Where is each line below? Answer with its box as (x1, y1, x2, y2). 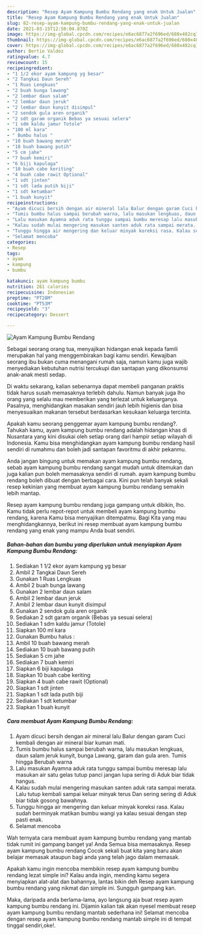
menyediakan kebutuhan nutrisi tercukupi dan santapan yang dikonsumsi (7, 365, 189, 371)
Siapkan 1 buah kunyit (15, 703, 70, 710)
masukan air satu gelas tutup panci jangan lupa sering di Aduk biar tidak (15, 771, 195, 778)
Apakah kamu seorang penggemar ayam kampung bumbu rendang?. (7, 420, 178, 427)
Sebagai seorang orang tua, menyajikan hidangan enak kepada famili (7, 345, 178, 352)
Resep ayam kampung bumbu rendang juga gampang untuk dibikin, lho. (7, 501, 186, 508)
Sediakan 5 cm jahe (15, 652, 65, 659)
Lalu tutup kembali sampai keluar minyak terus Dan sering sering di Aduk (15, 790, 197, 797)
